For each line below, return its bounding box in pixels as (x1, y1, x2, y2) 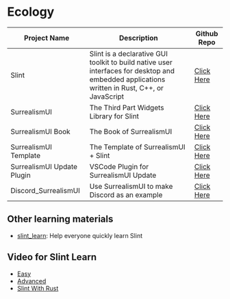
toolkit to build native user (89, 57, 172, 67)
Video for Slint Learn (7, 251, 97, 263)
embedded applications (89, 75, 166, 84)
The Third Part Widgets (89, 103, 164, 112)
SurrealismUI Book (10, 127, 71, 136)
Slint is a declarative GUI (89, 49, 168, 58)
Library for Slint (89, 111, 139, 120)
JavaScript (89, 92, 125, 101)
